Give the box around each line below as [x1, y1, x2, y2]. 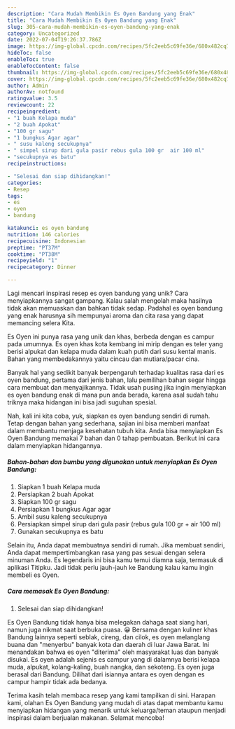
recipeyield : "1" [7, 257, 58, 264]
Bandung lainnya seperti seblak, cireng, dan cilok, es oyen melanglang [7, 632, 211, 641]
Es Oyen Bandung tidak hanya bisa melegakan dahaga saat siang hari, [7, 618, 210, 626]
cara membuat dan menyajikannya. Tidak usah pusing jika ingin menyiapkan [7, 383, 227, 391]
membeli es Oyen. [7, 571, 59, 579]
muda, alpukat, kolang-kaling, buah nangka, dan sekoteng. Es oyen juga [7, 662, 215, 671]
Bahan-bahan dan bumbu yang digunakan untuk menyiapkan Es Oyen [7, 457, 218, 466]
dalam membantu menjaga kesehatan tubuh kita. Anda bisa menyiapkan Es [7, 427, 224, 435]
